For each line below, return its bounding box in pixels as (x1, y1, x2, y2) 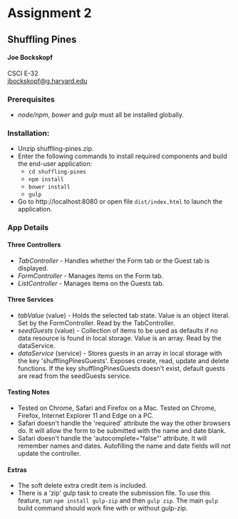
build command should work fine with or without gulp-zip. (17, 504, 188, 513)
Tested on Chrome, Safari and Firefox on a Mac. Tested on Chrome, (17, 404, 217, 412)
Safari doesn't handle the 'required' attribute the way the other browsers (17, 419, 231, 427)
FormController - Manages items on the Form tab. (17, 271, 164, 280)
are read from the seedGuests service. (17, 372, 132, 380)
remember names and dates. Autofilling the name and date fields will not (17, 441, 231, 450)
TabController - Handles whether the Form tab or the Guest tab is (17, 256, 210, 265)
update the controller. (17, 449, 81, 457)
